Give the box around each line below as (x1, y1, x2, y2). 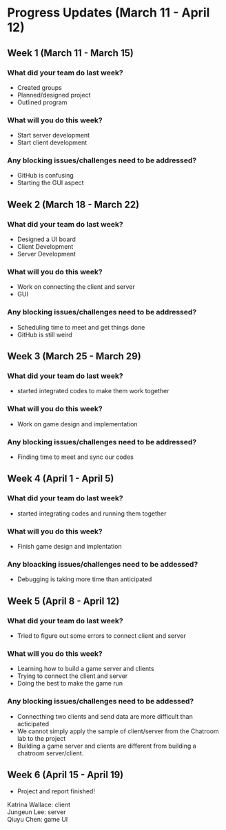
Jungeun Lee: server (7, 808, 67, 816)
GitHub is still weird (17, 330, 72, 339)
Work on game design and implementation (17, 419, 138, 428)
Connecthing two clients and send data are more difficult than (17, 712, 193, 720)
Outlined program (17, 98, 68, 106)
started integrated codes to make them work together (17, 387, 170, 395)
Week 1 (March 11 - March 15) (7, 47, 134, 59)
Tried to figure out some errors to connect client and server (17, 632, 186, 640)
